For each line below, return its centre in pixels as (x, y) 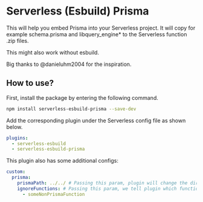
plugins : (17, 138)
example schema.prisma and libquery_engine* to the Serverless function (97, 34)
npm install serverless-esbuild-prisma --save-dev (71, 109)
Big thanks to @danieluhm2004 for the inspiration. (69, 64)
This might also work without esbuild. (53, 52)
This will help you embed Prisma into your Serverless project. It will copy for (101, 28)
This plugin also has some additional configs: (63, 161)
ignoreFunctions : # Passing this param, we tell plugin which (97, 189)
